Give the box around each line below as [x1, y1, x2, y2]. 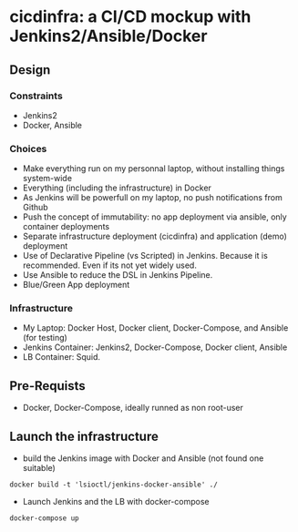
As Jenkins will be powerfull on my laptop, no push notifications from [22, 192, 283, 203]
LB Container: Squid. [22, 352, 101, 363]
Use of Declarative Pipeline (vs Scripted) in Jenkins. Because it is [22, 251, 269, 261]
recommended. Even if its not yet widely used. [22, 260, 198, 271]
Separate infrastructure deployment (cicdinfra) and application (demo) [22, 230, 287, 242]
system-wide [22, 173, 73, 184]
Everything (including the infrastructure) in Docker [22, 182, 212, 193]
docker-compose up [9, 514, 79, 523]
